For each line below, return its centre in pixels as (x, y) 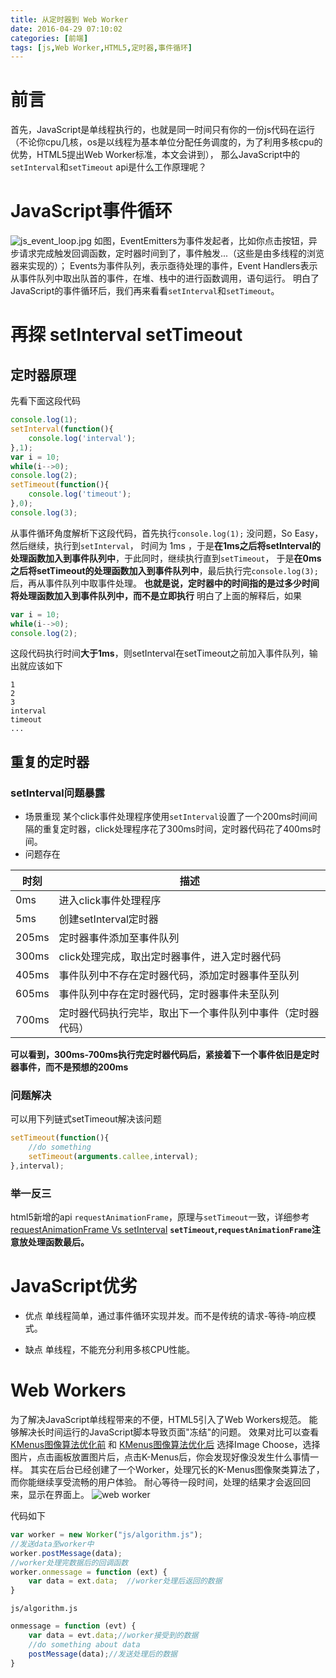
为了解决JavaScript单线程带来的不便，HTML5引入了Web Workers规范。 (158, 1420)
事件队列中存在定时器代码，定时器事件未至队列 (169, 994)
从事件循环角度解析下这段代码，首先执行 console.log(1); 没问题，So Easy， (167, 533)
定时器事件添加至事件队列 (119, 938)
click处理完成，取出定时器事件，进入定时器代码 (170, 957)
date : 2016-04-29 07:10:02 (66, 29)
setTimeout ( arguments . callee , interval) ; (113, 1157)
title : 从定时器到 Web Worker (69, 19)
